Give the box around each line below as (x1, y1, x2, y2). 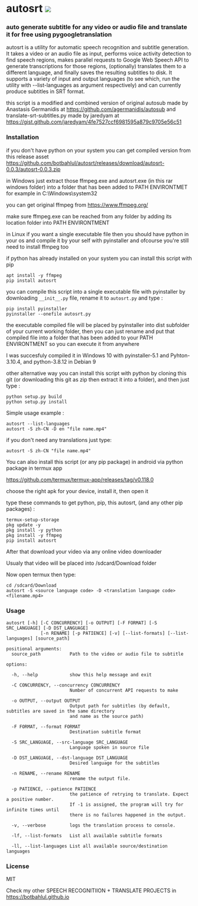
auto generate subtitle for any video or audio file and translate (6, 23, 187, 31)
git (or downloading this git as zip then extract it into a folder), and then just (6, 376, 190, 383)
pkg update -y (6, 522, 41, 528)
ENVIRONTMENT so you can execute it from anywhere (6, 340, 140, 347)
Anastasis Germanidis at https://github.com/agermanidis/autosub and (6, 106, 176, 113)
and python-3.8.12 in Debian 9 (22, 358, 96, 365)
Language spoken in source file (69, 745, 150, 751)
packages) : (6, 505, 35, 512)
